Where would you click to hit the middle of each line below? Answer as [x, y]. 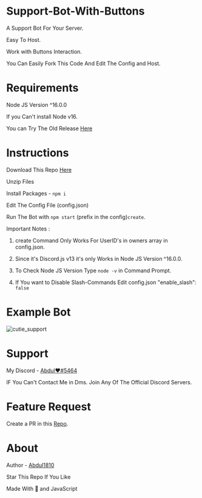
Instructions [38, 153]
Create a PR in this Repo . [37, 423]
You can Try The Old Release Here [49, 128]
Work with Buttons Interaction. [44, 51]
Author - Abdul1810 [30, 465]
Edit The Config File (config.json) [48, 205]
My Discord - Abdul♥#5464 [42, 370]
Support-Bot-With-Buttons [76, 11]
